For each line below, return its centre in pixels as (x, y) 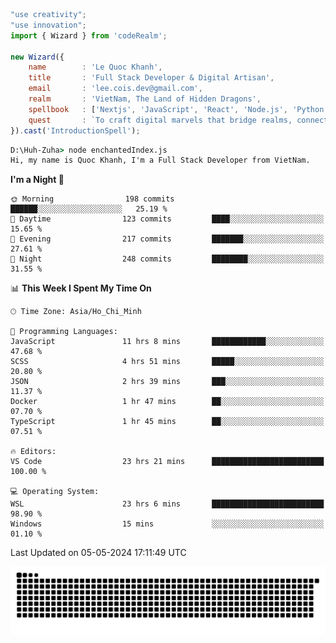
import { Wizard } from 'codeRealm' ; (89, 35)
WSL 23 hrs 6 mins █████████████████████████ (167, 504)
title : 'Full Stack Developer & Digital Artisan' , (151, 78)
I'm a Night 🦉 (37, 180)
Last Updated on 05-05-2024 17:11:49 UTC (98, 553)
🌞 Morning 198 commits (92, 199)
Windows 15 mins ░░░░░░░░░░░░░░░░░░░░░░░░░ (167, 524)
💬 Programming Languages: (64, 332)
